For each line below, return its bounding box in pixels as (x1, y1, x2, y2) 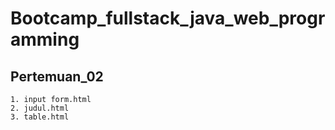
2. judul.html (10, 103, 70, 113)
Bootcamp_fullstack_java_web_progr (10, 7, 326, 30)
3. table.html (10, 112, 70, 122)
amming (10, 28, 80, 51)
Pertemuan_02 (10, 68, 104, 85)
